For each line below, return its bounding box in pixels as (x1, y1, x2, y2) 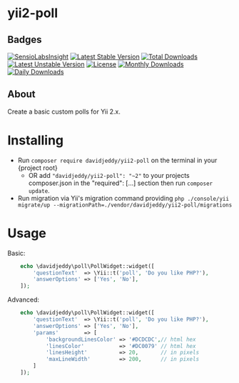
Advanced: (7, 295, 39, 304)
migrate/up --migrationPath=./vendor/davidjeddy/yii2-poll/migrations (17, 202, 233, 209)
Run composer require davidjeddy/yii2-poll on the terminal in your (17, 156, 218, 164)
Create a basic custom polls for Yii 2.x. (7, 107, 121, 116)
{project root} (17, 163, 59, 172)
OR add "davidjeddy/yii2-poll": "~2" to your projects (28, 171, 190, 179)
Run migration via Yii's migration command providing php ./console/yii (17, 194, 230, 202)
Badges (7, 34, 42, 46)
